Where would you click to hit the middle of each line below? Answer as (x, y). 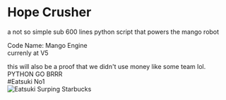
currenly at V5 (28, 53)
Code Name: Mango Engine (47, 45)
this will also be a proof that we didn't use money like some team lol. (107, 66)
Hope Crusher (49, 12)
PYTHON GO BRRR (35, 74)
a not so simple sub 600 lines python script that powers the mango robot (113, 32)
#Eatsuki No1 (26, 81)
